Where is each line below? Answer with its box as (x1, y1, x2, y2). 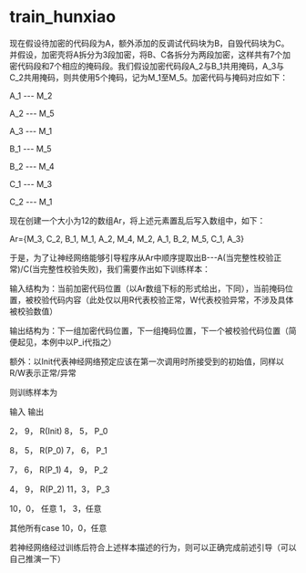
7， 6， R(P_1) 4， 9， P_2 (9, 464, 108, 475)
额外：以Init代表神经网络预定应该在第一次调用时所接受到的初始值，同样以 (9, 356, 284, 367)
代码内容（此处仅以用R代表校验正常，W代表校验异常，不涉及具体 (48, 294, 294, 305)
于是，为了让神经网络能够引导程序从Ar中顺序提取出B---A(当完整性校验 (9, 252, 274, 263)
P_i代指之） (72, 336, 117, 348)
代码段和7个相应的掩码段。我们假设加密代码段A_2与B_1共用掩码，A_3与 (16, 60, 285, 71)
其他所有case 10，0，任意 (9, 522, 107, 533)
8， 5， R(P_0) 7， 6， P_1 (9, 444, 107, 455)
